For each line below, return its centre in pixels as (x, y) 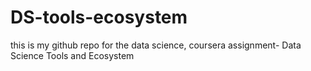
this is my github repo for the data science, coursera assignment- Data (156, 45)
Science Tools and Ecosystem (72, 55)
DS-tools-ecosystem (99, 17)
